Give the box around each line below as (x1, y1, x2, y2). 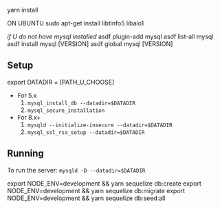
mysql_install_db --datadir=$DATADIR (27, 100, 136, 107)
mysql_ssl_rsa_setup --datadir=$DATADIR (27, 129, 145, 136)
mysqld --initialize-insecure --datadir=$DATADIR (27, 122, 173, 129)
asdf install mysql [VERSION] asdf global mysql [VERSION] (7, 40, 173, 47)
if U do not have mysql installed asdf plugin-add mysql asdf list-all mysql (7, 32, 214, 41)
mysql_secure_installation (27, 107, 105, 114)
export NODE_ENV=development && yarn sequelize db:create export (7, 179, 201, 188)
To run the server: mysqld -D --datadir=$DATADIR (7, 166, 146, 174)
